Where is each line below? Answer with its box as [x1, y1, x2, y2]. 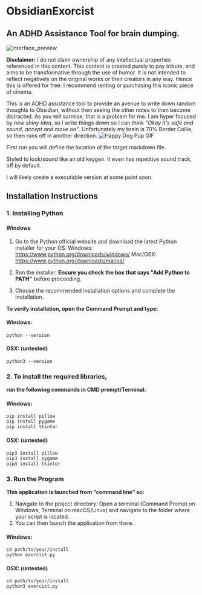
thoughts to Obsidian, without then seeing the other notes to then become [6, 106, 191, 113]
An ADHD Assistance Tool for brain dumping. [6, 28, 180, 39]
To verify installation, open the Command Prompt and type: [6, 305, 158, 312]
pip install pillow [6, 413, 56, 420]
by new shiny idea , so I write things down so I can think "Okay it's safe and [6, 119, 194, 126]
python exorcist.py [6, 552, 56, 558]
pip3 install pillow [6, 450, 59, 456]
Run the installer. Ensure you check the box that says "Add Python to [15, 268, 191, 276]
